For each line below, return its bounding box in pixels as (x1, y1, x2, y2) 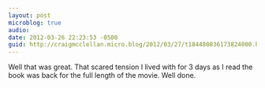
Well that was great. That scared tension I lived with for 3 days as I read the (8, 62, 253, 71)
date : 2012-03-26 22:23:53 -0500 (8, 33, 118, 42)
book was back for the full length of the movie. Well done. (8, 71, 196, 80)
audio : (8, 26, 30, 34)
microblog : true (8, 19, 62, 27)
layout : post (8, 11, 51, 20)
